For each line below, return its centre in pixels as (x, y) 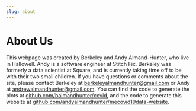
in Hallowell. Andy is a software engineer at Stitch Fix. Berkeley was (89, 64)
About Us (30, 41)
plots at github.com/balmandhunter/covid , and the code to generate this (94, 95)
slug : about (21, 12)
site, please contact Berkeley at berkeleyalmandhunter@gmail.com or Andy (98, 83)
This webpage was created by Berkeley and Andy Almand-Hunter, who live (98, 58)
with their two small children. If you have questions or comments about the (97, 76)
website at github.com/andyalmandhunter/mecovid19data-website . (88, 102)
